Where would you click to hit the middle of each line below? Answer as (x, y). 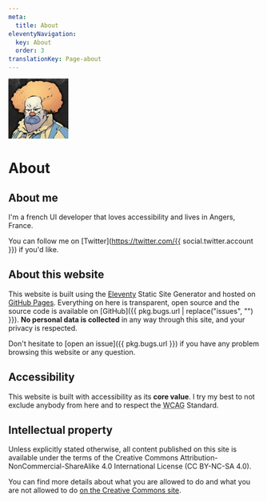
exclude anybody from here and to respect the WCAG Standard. (114, 405)
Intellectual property (61, 430)
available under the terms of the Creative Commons (93, 458)
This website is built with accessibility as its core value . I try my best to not (132, 396)
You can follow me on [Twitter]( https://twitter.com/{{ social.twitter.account (131, 241)
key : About (34, 42)
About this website (56, 275)
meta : (17, 17)
